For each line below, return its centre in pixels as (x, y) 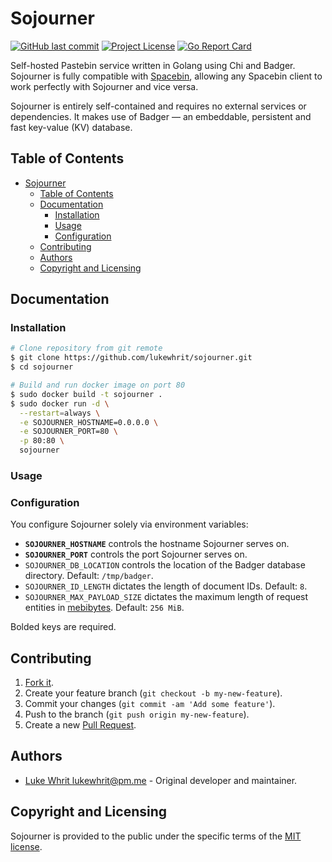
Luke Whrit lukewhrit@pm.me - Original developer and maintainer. (161, 780)
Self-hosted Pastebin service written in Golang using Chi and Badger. (153, 65)
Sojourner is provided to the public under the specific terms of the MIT (156, 836)
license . (26, 846)
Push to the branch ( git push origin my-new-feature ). (137, 714)
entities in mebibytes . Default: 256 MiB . (104, 608)
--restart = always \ (60, 413)
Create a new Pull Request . (80, 725)
